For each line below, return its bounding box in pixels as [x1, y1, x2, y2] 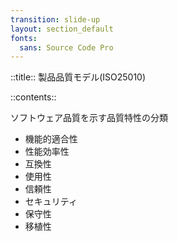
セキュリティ [24, 196, 78, 208]
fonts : [10, 33, 38, 43]
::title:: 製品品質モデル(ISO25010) [10, 71, 147, 83]
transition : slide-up [10, 14, 101, 25]
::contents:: [10, 91, 57, 103]
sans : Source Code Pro [19, 42, 114, 53]
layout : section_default [10, 24, 114, 34]
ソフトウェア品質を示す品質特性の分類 [10, 112, 168, 124]
